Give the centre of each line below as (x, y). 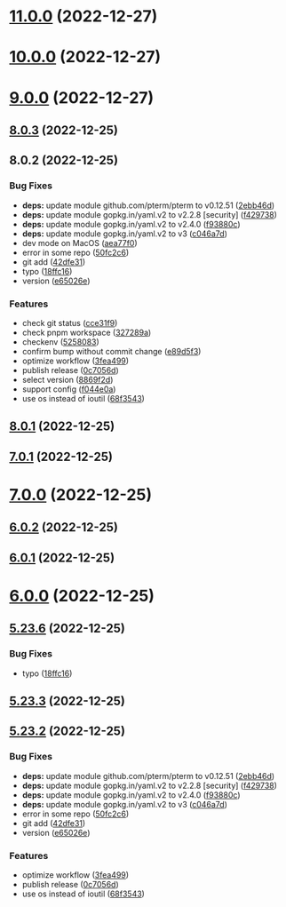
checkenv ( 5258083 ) (60, 342)
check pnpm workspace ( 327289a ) (87, 332)
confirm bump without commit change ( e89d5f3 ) (111, 351)
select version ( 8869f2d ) (68, 379)
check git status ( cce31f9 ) (70, 322)
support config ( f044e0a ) (69, 389)
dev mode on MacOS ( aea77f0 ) (79, 243)
